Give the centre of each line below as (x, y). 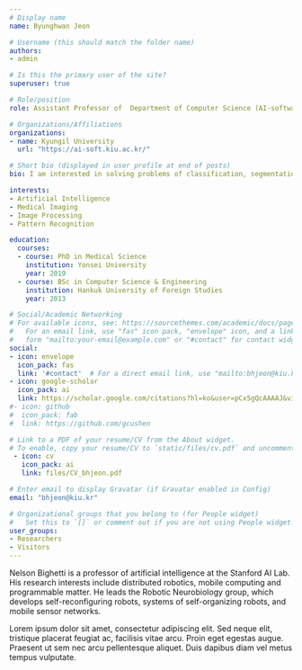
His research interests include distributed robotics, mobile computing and (145, 582)
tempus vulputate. (43, 657)
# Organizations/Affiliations (66, 124)
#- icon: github (40, 406)
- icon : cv (33, 456)
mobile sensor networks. (55, 611)
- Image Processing (46, 215)
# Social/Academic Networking (66, 315)
